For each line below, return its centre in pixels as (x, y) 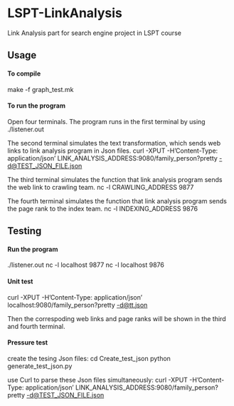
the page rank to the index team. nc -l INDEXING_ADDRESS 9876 (102, 208)
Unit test (20, 281)
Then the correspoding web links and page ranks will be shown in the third (117, 318)
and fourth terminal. (36, 326)
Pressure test (28, 342)
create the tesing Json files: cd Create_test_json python (89, 358)
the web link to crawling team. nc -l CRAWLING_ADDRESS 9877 (101, 187)
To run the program (37, 106)
